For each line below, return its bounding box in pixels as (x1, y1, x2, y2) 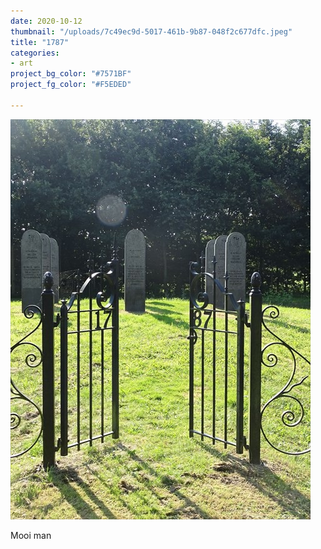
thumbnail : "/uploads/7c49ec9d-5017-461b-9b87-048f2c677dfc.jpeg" (10, 26, 293, 37)
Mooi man (10, 529, 52, 541)
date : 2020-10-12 (10, 16, 83, 26)
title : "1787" (10, 37, 70, 47)
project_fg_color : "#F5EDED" (10, 80, 132, 90)
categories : (10, 48, 60, 58)
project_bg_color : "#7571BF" (10, 69, 132, 79)
